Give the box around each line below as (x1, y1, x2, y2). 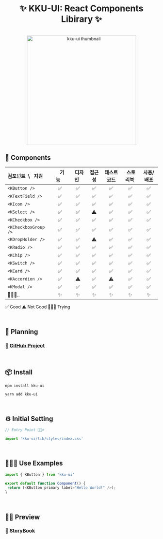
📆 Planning (5, 328, 38, 336)
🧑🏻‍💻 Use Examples (5, 459, 63, 467)
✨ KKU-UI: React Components (19, 3, 144, 14)
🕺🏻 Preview (5, 513, 40, 521)
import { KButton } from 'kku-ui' (5, 472, 75, 477)
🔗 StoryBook (5, 527, 35, 534)
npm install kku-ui (5, 383, 45, 389)
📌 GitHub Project (5, 342, 45, 349)
